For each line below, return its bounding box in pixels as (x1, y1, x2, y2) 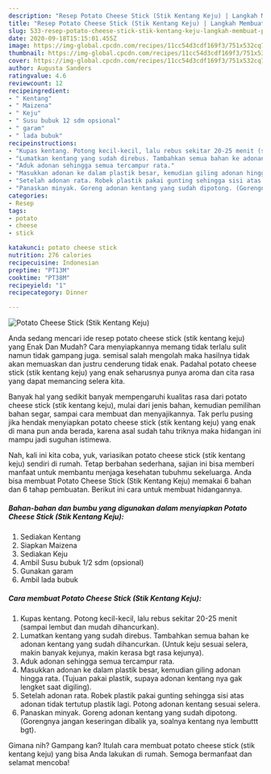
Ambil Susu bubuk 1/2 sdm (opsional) (19, 558, 144, 568)
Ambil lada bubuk (19, 575, 79, 585)
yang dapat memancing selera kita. (8, 377, 125, 386)
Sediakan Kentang (19, 532, 81, 542)
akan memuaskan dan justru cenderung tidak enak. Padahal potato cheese (8, 360, 256, 369)
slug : (8, 27, 27, 35)
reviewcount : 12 (8, 79, 63, 87)
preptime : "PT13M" (8, 266, 70, 274)
